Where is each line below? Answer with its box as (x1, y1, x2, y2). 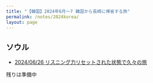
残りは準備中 (6, 71, 37, 78)
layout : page (6, 19, 38, 25)
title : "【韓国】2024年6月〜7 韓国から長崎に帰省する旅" (6, 8, 130, 15)
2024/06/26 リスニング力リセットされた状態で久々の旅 (14, 59, 147, 66)
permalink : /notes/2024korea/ (6, 14, 80, 20)
